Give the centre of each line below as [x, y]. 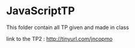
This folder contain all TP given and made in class [67, 27]
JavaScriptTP [40, 11]
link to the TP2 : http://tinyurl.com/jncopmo [59, 39]
